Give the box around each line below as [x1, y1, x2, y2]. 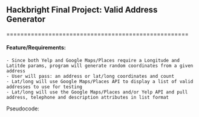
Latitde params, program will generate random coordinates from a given [6, 63, 194, 69]
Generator [6, 14, 46, 25]
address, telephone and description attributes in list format [6, 95, 169, 101]
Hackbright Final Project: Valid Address [6, 5, 158, 15]
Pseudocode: [6, 105, 39, 112]
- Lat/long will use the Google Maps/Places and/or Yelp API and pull [6, 89, 188, 95]
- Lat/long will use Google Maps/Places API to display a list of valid [6, 78, 194, 85]
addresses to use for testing [6, 84, 83, 90]
